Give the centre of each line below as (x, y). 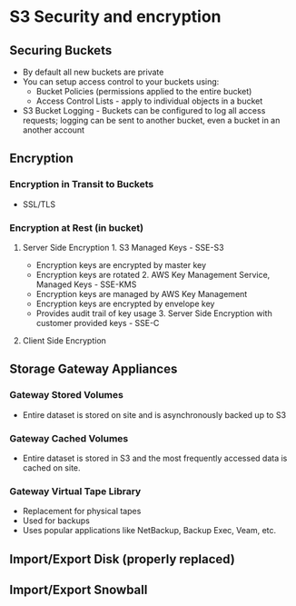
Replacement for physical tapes (82, 512)
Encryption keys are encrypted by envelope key (125, 303)
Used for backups (56, 521)
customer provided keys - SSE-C (98, 323)
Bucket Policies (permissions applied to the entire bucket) (144, 91)
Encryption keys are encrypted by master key (121, 264)
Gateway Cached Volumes (69, 438)
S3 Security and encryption (115, 17)
